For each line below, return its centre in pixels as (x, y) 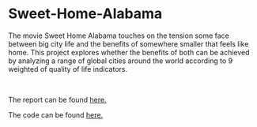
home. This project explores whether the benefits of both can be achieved (129, 52)
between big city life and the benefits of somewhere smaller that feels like (128, 43)
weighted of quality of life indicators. (68, 69)
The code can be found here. (56, 114)
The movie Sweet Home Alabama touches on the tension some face (119, 35)
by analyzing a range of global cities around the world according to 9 (121, 61)
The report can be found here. (57, 99)
